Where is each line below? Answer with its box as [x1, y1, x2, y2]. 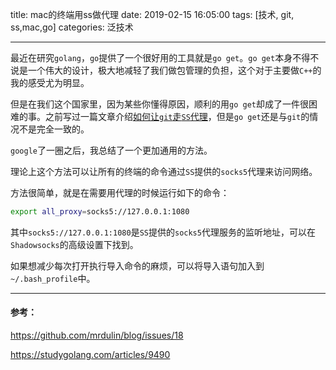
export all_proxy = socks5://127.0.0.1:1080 [10, 207, 190, 217]
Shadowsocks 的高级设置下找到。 [10, 238, 139, 250]
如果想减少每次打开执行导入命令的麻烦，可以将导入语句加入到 [10, 259, 265, 272]
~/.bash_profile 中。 [10, 272, 96, 284]
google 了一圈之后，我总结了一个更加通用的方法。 [10, 144, 213, 156]
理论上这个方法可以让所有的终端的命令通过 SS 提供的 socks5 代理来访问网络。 [10, 166, 318, 177]
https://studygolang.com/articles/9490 [10, 349, 171, 361]
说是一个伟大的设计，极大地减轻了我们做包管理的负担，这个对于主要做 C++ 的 [10, 64, 322, 76]
